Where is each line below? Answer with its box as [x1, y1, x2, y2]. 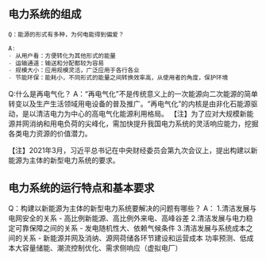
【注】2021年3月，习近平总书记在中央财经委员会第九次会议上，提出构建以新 [8, 146, 258, 155]
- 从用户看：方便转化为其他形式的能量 [8, 52, 117, 59]
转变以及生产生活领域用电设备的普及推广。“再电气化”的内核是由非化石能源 [8, 99, 252, 109]
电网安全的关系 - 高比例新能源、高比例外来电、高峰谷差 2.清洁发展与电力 [8, 213, 246, 223]
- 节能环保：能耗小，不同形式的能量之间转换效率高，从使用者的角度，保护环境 [8, 74, 229, 82]
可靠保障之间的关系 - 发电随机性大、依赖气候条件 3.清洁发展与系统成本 [14, 224, 246, 232]
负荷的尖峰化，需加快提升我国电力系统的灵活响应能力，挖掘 [63, 119, 259, 128]
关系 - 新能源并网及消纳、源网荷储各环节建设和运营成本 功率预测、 [21, 233, 241, 243]
